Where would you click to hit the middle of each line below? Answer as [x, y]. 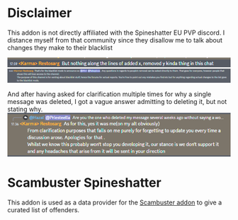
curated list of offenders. [44, 209]
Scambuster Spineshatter [84, 183]
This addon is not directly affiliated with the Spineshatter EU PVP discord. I [116, 33]
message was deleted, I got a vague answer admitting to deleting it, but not [117, 102]
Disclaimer [40, 13]
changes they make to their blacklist [60, 47]
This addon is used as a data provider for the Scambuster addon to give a [115, 202]
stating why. [25, 109]
